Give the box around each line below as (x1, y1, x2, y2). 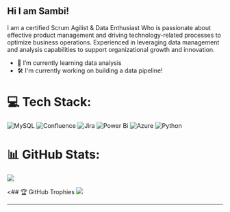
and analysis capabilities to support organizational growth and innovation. (7, 45, 215, 53)
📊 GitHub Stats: (7, 146, 101, 162)
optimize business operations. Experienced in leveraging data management (7, 38, 220, 47)
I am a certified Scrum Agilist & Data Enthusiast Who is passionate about (7, 23, 211, 31)
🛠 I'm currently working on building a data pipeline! (16, 66, 163, 75)
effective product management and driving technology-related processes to (7, 31, 221, 39)
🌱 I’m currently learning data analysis (16, 58, 122, 67)
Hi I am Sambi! (7, 5, 70, 17)
